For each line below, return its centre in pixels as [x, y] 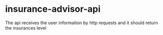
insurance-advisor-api [53, 9]
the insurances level [26, 28]
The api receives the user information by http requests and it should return [82, 23]
